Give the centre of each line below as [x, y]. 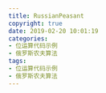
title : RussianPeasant [46, 16]
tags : [17, 61]
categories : [28, 38]
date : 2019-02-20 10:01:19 [53, 31]
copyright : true [35, 23]
